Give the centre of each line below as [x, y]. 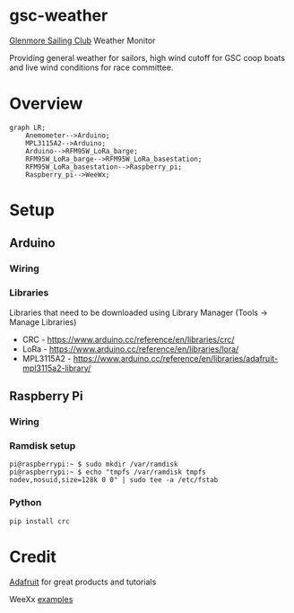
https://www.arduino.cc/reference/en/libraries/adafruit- [176, 358]
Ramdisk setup [43, 445]
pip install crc [39, 521]
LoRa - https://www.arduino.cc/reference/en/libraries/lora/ [130, 349]
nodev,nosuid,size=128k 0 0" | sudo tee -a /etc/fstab [114, 480]
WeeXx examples [41, 599]
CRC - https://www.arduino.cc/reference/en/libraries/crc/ [128, 339]
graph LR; [28, 127]
